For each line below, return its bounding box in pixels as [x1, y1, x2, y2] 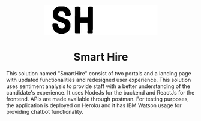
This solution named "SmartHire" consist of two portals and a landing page [6, 69, 191, 77]
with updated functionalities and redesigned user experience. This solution [6, 76, 191, 83]
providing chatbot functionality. [6, 108, 84, 115]
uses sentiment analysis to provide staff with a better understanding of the [6, 83, 191, 90]
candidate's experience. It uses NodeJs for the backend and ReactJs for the [6, 89, 195, 96]
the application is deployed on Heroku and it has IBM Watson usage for [6, 101, 182, 109]
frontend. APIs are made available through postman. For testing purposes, [6, 95, 189, 102]
